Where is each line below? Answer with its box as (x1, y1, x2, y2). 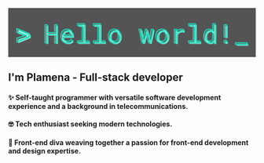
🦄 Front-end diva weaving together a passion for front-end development (8, 138, 249, 147)
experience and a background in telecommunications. (8, 101, 189, 110)
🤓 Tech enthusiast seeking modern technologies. (8, 119, 173, 129)
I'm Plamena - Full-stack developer (8, 71, 183, 85)
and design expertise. (8, 147, 81, 156)
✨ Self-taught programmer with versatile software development (8, 92, 222, 102)
